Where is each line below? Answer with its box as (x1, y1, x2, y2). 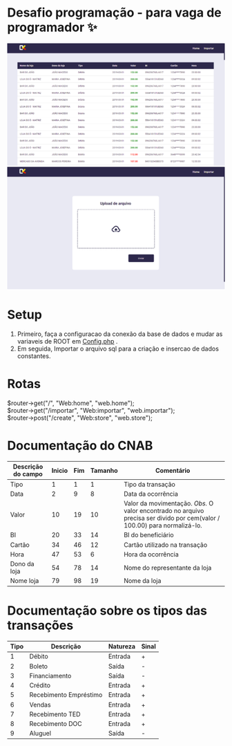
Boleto (29, 662, 48, 670)
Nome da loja (124, 577, 162, 585)
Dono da (10, 560, 35, 568)
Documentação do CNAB (7, 438, 153, 454)
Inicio (51, 466, 68, 474)
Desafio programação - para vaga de (7, 5, 222, 21)
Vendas (29, 700, 51, 709)
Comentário (155, 466, 191, 474)
